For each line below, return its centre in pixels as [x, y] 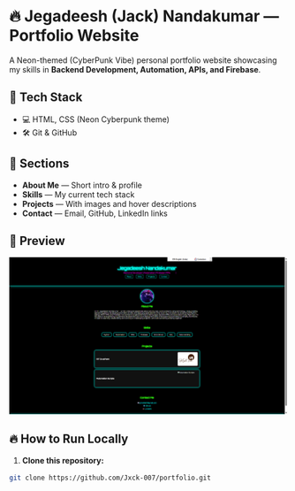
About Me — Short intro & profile [82, 185]
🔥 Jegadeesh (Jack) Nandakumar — [144, 16]
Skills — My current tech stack [78, 194]
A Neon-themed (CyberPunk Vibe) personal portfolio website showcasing [143, 60]
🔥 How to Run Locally [69, 439]
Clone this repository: [63, 460]
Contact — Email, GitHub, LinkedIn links [95, 213]
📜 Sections [39, 164]
